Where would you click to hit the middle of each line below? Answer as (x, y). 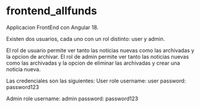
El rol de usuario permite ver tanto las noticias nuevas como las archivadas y (100, 50)
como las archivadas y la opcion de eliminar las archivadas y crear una (93, 63)
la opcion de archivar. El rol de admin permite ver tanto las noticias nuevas (98, 56)
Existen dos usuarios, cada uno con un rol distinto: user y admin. (86, 39)
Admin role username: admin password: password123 (72, 99)
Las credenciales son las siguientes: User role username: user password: (96, 81)
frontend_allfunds (52, 11)
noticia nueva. (23, 69)
